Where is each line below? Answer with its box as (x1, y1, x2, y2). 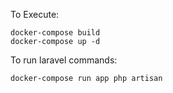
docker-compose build (10, 28, 101, 38)
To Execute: (10, 9, 60, 20)
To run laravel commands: (10, 54, 118, 66)
